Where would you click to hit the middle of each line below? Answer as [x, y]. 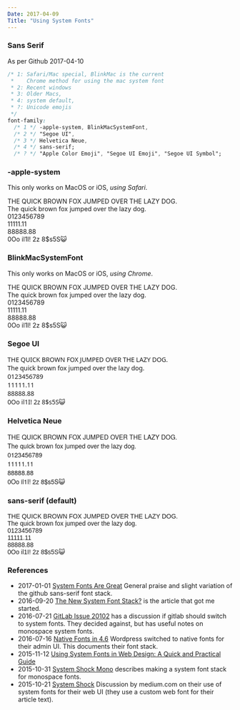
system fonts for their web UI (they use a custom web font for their [116, 691]
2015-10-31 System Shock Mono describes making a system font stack [122, 669]
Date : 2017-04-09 [33, 14]
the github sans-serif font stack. [65, 593]
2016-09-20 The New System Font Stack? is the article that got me [116, 601]
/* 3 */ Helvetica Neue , [51, 141]
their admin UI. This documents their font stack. [88, 646]
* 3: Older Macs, [36, 94]
